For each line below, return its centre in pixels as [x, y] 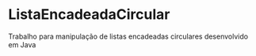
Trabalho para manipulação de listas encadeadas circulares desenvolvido [128, 36]
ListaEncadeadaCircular [89, 15]
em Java [22, 44]
